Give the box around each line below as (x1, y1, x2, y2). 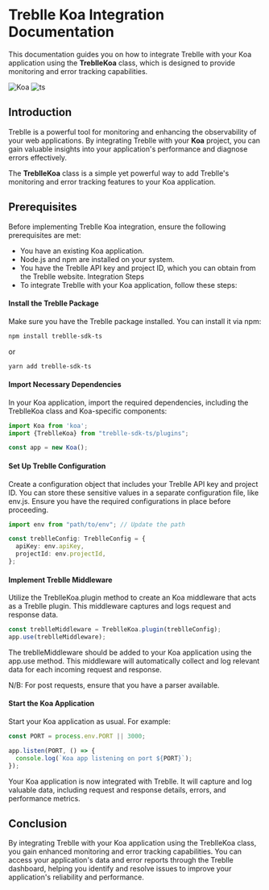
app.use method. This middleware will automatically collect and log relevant (8, 655, 260, 666)
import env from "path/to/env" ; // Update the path (8, 520, 185, 529)
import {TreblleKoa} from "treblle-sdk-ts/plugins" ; (8, 429, 189, 437)
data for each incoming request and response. (8, 664, 163, 674)
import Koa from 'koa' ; (8, 422, 89, 430)
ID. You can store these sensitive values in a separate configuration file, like (8, 488, 259, 497)
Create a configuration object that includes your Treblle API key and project (8, 479, 259, 489)
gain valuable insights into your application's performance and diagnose (8, 143, 248, 154)
